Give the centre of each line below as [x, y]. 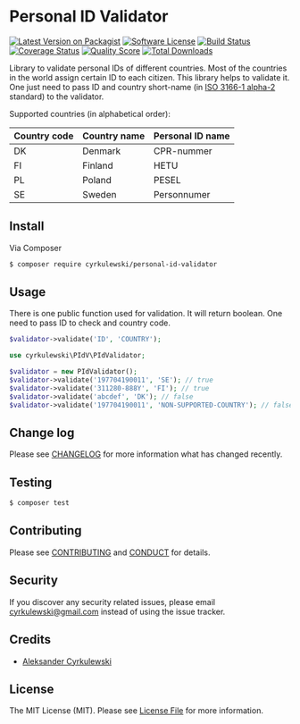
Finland [97, 165]
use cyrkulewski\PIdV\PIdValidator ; [77, 356]
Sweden [99, 194]
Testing [31, 482]
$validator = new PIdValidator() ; [74, 372]
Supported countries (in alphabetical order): [90, 114]
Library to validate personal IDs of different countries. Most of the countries [148, 68]
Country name [113, 136]
